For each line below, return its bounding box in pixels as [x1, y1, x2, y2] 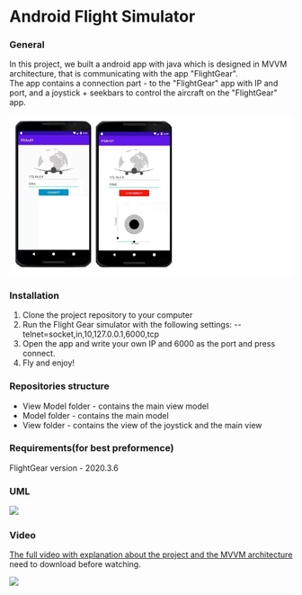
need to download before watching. [9, 559, 141, 570]
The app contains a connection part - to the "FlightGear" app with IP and [9, 78, 279, 89]
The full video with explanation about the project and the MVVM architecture [9, 549, 293, 560]
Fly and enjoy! [22, 357, 75, 368]
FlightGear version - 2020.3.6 [9, 462, 119, 473]
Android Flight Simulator [9, 6, 196, 27]
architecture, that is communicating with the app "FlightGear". [9, 68, 238, 79]
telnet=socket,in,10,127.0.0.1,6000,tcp [22, 329, 160, 339]
